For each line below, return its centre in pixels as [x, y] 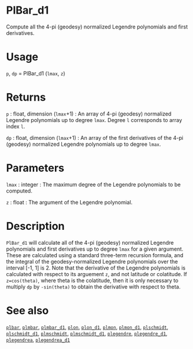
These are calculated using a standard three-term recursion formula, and [95, 255]
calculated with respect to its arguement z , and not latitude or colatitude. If [97, 274]
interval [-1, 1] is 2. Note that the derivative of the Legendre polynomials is [96, 268]
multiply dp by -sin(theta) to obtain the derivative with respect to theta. [94, 286]
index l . [16, 126]
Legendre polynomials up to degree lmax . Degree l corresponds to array [94, 120]
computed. [19, 191]
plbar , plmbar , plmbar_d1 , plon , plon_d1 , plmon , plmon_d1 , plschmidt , [87, 327]
